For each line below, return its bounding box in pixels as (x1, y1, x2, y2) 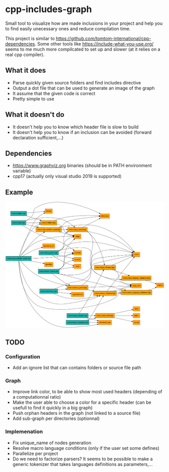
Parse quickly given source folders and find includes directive (12, 79, 141, 85)
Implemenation (5, 428, 43, 435)
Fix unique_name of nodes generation (12, 440, 92, 446)
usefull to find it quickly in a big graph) (12, 405, 93, 411)
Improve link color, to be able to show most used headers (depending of (12, 389, 162, 395)
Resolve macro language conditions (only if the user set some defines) (12, 445, 160, 451)
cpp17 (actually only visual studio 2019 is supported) (12, 173, 122, 179)
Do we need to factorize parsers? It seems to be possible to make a (12, 456, 153, 462)
